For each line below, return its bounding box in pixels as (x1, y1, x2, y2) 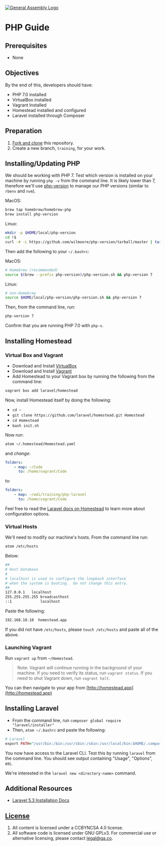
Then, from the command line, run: (5, 304, 76, 310)
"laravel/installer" (12, 723, 55, 728)
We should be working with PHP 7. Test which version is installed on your (5, 173, 153, 179)
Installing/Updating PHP (5, 159, 80, 168)
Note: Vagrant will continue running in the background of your (17, 665, 142, 671)
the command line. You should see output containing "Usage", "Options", (5, 755, 153, 761)
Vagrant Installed (12, 102, 47, 108)
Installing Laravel (5, 704, 59, 713)
